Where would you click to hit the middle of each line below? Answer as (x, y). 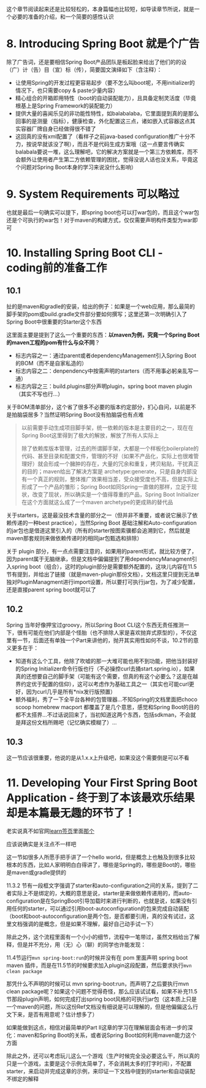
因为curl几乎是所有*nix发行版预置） (71, 691)
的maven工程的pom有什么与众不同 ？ (53, 342)
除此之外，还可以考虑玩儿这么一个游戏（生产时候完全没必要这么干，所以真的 (103, 1056)
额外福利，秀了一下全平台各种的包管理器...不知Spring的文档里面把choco (106, 699)
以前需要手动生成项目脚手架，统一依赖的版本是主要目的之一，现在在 (107, 427)
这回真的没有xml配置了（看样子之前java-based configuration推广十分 (102, 136)
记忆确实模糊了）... (93, 722)
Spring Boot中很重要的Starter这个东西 (54, 322)
